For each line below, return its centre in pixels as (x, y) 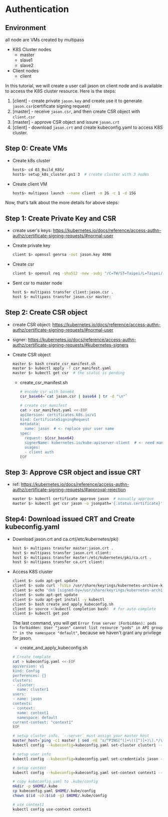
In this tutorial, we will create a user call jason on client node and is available (84, 86)
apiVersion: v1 (28, 666)
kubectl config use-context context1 (52, 809)
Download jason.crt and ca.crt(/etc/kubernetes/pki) (65, 539)
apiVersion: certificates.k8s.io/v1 (58, 415)
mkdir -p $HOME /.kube (35, 786)
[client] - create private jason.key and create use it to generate (77, 101)
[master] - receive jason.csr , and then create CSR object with (76, 111)
